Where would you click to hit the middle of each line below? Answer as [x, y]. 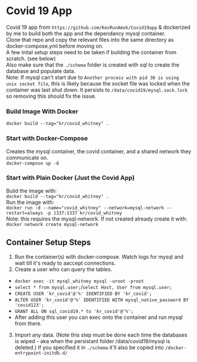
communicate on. [27, 157]
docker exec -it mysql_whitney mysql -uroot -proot [79, 281]
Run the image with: [30, 202]
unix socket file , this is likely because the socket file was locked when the [98, 83]
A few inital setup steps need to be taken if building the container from [91, 52]
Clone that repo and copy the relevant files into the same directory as [90, 40]
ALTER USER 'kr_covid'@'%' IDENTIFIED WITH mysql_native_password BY [102, 300]
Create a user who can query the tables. [64, 269]
